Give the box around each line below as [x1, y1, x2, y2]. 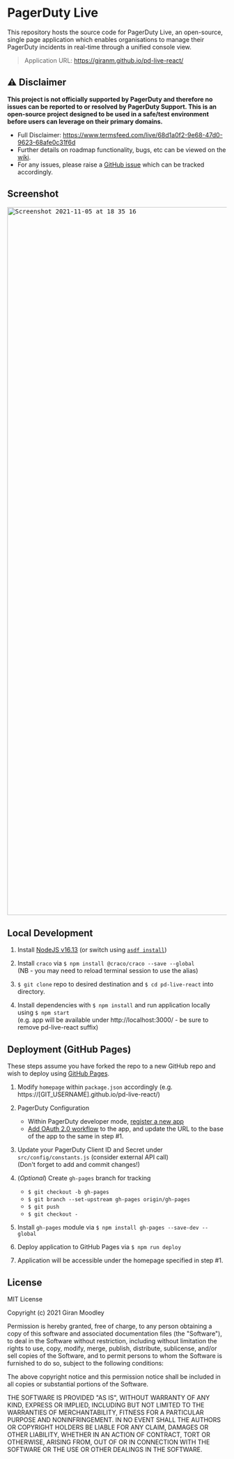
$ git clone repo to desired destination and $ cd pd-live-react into [17, 980, 214, 988]
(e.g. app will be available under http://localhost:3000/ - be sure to [17, 1016, 209, 1024]
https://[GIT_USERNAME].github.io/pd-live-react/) [17, 1090, 160, 1099]
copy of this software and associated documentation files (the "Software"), [7, 1329, 223, 1338]
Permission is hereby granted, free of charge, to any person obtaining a [7, 1322, 212, 1330]
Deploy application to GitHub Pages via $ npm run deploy [17, 1243, 182, 1251]
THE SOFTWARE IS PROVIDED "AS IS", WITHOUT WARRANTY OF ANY [7, 1393, 210, 1402]
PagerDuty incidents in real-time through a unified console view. [7, 43, 192, 51]
